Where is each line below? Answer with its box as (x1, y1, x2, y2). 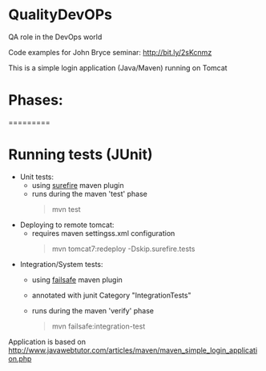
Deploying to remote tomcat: (19, 220, 115, 229)
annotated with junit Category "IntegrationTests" (31, 290, 191, 300)
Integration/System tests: (19, 259, 103, 269)
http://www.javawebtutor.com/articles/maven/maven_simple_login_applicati (8, 345, 258, 355)
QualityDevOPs (8, 6, 112, 24)
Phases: (8, 91, 64, 110)
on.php (8, 353, 32, 363)
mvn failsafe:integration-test (51, 321, 146, 331)
